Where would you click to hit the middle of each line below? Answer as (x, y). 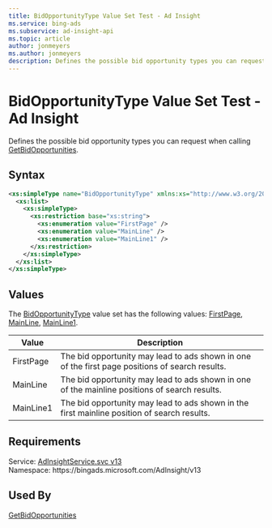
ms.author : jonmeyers (45, 54)
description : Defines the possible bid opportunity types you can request (137, 62)
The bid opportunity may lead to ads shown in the (155, 403)
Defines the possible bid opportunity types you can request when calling (130, 141)
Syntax (27, 175)
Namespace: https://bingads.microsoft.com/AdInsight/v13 (105, 470)
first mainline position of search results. (135, 413)
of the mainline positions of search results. (141, 390)
